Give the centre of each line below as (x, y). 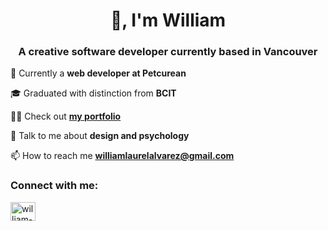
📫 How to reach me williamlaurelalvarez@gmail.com (122, 156)
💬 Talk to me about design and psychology (100, 136)
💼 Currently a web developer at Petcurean (98, 73)
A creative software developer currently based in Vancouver (168, 52)
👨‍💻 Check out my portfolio (66, 116)
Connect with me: (54, 186)
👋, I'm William (168, 20)
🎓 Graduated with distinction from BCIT (93, 93)
